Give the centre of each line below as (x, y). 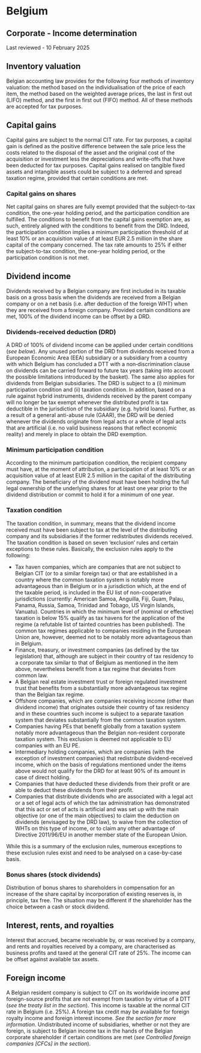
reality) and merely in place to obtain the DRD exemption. (77, 434)
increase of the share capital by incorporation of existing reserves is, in (94, 894)
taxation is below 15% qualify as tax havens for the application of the (100, 618)
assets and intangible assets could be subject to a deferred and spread (94, 172)
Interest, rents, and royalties (60, 925)
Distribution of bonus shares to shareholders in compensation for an (91, 887)
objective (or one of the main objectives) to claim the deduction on (97, 815)
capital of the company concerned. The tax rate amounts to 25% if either (97, 245)
